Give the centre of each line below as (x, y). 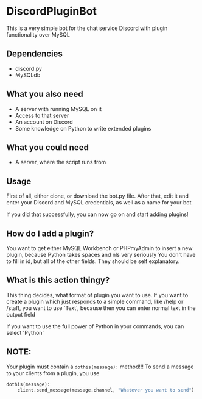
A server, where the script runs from (61, 162)
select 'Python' (25, 332)
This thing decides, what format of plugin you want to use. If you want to (97, 295)
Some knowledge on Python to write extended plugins (83, 128)
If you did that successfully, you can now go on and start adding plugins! (97, 214)
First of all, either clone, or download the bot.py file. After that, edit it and (97, 196)
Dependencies (34, 54)
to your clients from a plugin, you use (53, 373)
